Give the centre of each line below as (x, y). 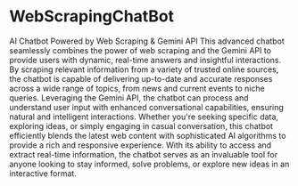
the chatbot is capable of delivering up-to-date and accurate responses (141, 78)
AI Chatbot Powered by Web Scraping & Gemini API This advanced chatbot (147, 41)
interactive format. (43, 173)
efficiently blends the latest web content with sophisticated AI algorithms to (148, 135)
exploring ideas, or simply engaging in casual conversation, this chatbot (141, 125)
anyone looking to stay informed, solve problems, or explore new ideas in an (149, 164)
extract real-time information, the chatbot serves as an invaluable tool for (144, 154)
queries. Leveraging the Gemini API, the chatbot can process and (129, 97)
